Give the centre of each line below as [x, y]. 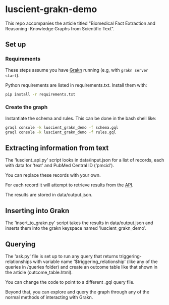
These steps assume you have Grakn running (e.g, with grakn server [77, 70]
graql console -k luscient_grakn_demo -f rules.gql [61, 132]
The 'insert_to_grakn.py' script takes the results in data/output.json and [79, 223]
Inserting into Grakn [37, 211]
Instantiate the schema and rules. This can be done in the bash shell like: [81, 118]
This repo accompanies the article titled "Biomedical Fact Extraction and [80, 23]
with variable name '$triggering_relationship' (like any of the [95, 262]
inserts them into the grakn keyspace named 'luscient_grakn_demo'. [76, 228]
